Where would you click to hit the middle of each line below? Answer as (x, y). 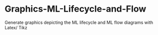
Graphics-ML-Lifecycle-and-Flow (76, 9)
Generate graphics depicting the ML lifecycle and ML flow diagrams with (79, 22)
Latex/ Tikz (16, 27)
